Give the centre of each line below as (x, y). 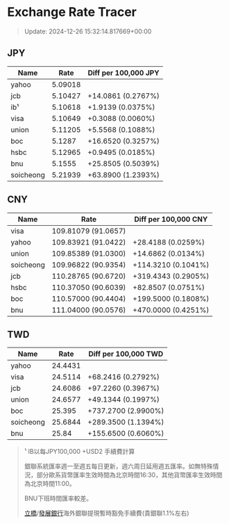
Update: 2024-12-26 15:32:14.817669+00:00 (88, 31)
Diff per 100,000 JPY (124, 72)
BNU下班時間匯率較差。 (58, 498)
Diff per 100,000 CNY (171, 219)
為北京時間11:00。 (50, 484)
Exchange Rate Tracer (72, 12)
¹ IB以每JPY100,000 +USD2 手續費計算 (79, 452)
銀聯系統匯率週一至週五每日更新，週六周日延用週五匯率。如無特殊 (118, 466)
